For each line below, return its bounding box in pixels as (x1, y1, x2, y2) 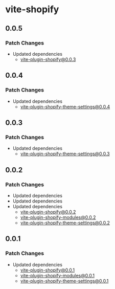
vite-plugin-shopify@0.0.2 (20, 209, 76, 215)
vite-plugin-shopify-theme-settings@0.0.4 (20, 103, 110, 109)
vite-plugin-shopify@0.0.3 (20, 56, 76, 62)
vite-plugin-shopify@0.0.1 (20, 267, 75, 273)
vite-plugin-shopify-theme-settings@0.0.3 (20, 151, 110, 157)
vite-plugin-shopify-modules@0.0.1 (20, 272, 95, 278)
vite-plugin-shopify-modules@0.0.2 (20, 214, 96, 220)
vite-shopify (5, 4, 59, 15)
